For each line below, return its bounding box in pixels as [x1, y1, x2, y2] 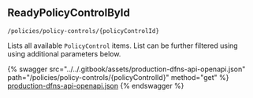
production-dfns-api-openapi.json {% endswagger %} [7, 81, 184, 90]
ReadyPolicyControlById [7, 6, 131, 20]
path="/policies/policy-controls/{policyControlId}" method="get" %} [7, 72, 229, 82]
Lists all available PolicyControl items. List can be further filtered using [7, 41, 238, 50]
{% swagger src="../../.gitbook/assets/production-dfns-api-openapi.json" [7, 64, 246, 74]
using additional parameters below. [7, 49, 121, 58]
